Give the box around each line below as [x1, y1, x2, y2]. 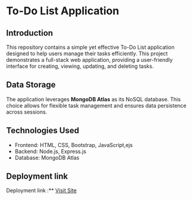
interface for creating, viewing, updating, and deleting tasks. [6, 62, 154, 70]
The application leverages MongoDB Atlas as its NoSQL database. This [6, 95, 181, 102]
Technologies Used [6, 126, 79, 136]
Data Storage [6, 80, 56, 90]
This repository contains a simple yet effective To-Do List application [6, 43, 175, 51]
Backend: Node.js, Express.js [14, 148, 87, 155]
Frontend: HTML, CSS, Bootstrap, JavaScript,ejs [14, 141, 133, 148]
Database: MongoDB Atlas [14, 154, 80, 161]
